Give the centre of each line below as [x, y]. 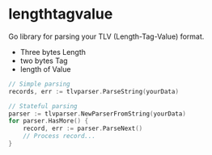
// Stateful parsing [43, 106]
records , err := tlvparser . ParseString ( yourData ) [94, 91]
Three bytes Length [53, 52]
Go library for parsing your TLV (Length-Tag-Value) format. [106, 36]
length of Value [45, 69]
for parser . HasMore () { [49, 121]
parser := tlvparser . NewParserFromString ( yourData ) [97, 114]
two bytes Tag [44, 61]
